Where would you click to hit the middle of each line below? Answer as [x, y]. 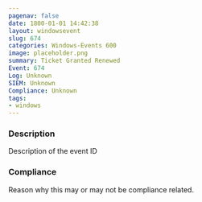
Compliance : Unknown [43, 91]
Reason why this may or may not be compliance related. [101, 189]
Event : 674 [27, 68]
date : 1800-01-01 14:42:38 [54, 23]
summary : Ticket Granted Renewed [64, 61]
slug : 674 [25, 38]
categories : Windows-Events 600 [62, 46]
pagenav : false [34, 16]
